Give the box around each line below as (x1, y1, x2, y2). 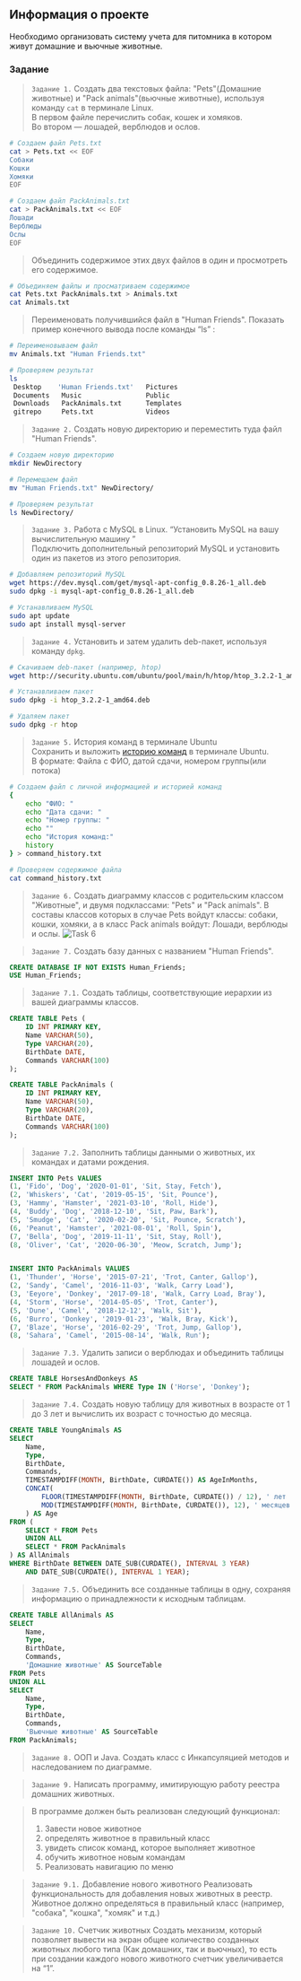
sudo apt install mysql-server (9, 619, 126, 629)
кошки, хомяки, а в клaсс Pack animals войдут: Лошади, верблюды (30, 919, 288, 929)
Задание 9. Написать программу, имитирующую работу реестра (30, 1778, 280, 1789)
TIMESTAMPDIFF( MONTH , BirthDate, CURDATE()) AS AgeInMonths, (25, 1476, 258, 1485)
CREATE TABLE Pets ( (9, 1014, 87, 1024)
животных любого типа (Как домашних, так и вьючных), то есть (30, 1943, 278, 1954)
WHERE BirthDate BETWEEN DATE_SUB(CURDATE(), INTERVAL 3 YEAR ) (9, 1559, 251, 1568)
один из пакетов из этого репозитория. (30, 553, 182, 563)
